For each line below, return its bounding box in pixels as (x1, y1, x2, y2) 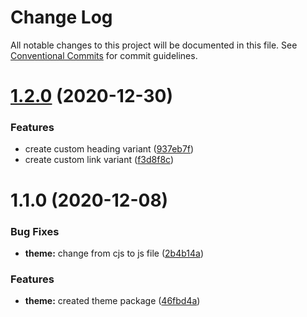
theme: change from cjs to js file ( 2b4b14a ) (24, 247, 205, 259)
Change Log (10, 6, 113, 29)
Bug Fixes (10, 224, 60, 238)
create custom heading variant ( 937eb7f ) (24, 143, 195, 155)
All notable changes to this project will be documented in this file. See (10, 39, 298, 51)
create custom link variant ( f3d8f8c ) (24, 154, 174, 166)
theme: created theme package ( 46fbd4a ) (24, 295, 201, 307)
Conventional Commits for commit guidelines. (10, 49, 198, 61)
